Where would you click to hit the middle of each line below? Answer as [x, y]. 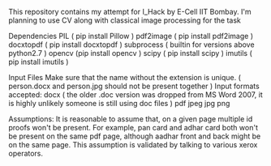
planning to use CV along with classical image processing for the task [125, 20]
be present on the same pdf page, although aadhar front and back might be [135, 136]
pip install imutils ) [39, 62]
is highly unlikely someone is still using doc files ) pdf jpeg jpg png [119, 103]
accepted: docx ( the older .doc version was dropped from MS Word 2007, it [135, 95]
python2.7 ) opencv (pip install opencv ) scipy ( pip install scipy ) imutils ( [131, 53]
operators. [26, 153]
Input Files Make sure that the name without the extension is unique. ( [125, 77]
